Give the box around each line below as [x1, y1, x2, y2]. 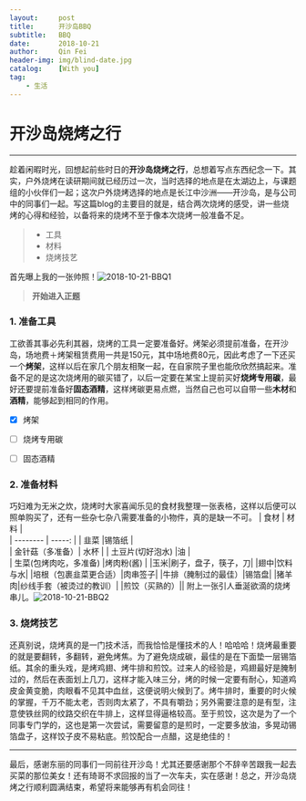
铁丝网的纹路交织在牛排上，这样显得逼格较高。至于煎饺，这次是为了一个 [25, 708, 297, 719]
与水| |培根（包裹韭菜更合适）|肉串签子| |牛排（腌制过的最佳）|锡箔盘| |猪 [9, 569, 285, 580]
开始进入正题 [31, 290, 80, 301]
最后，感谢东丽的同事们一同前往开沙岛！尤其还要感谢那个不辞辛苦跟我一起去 [9, 758, 297, 769]
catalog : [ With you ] [9, 65, 100, 74]
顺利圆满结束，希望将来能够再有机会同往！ [33, 781, 193, 792]
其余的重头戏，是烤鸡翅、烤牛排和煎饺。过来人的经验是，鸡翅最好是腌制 [25, 662, 297, 673]
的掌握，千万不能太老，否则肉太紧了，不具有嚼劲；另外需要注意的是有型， [9, 696, 289, 707]
